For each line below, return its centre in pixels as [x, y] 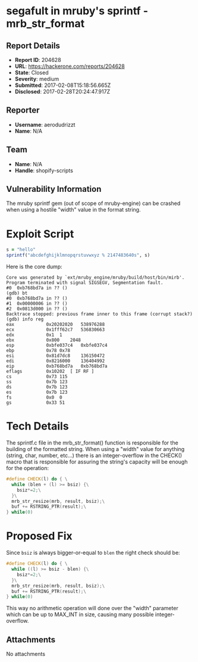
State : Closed [32, 72]
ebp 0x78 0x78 [38, 351]
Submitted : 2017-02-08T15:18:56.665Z [63, 85]
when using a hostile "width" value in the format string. [73, 210]
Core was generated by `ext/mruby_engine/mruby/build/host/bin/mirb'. [95, 278]
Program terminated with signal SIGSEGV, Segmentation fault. [85, 283]
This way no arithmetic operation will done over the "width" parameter [92, 608]
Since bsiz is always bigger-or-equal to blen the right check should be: [93, 553]
